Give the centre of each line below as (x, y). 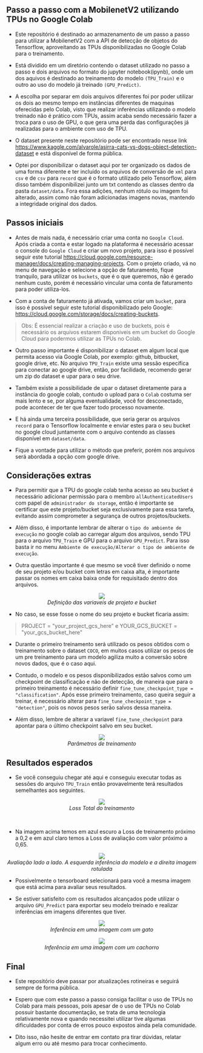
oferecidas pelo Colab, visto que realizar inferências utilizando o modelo (105, 109)
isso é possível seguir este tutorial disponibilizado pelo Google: (94, 307)
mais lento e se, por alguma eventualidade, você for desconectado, (99, 401)
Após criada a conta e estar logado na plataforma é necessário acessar (104, 244)
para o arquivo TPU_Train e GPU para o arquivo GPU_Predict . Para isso (102, 540)
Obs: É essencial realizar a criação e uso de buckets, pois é (95, 325)
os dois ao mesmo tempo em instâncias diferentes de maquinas (95, 103)
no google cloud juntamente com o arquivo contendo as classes (95, 432)
